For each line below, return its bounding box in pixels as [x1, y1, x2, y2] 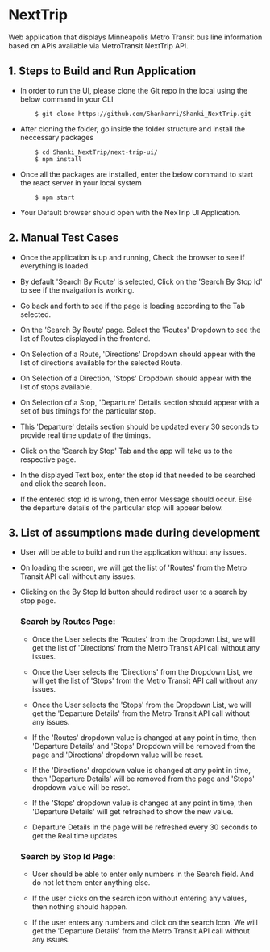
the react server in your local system [19, 177, 143, 187]
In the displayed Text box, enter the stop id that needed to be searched [19, 470, 256, 480]
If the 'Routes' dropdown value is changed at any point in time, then [31, 732, 257, 742]
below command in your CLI [19, 94, 114, 104]
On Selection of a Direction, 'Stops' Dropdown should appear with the [19, 373, 252, 383]
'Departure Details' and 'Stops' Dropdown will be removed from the [31, 741, 256, 750]
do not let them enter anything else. [31, 877, 151, 888]
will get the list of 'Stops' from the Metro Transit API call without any [31, 676, 258, 685]
